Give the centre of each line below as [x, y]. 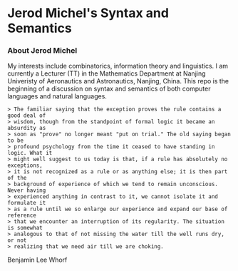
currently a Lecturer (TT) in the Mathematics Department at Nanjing [107, 73]
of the [17, 178]
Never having [27, 190]
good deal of [27, 116]
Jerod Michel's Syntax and [88, 13]
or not [17, 240]
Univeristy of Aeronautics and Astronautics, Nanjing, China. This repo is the [118, 81]
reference [22, 215]
